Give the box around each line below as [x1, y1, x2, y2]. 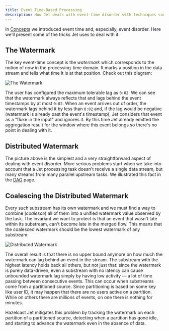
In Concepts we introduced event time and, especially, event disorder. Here [5, 26, 161, 32]
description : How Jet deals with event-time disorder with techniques [5, 12, 156, 17]
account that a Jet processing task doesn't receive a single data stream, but [5, 166, 163, 172]
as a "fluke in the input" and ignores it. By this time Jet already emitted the [5, 117, 159, 123]
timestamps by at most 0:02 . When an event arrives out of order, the [5, 101, 147, 107]
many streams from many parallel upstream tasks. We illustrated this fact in [5, 171, 161, 177]
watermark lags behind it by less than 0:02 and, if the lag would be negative [5, 106, 162, 112]
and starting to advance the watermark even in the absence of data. [5, 320, 146, 326]
